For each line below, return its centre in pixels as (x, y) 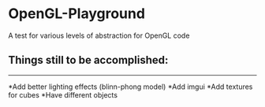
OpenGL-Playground (77, 14)
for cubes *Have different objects (63, 94)
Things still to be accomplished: (88, 60)
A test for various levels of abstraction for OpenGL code (99, 35)
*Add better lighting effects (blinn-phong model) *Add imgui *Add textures (131, 87)
